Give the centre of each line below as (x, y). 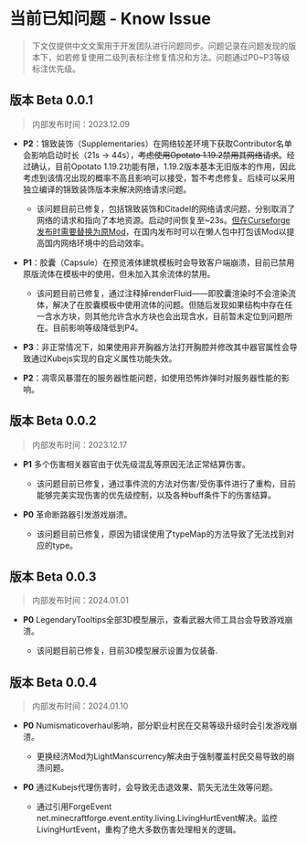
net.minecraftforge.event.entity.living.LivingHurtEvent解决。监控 (157, 818)
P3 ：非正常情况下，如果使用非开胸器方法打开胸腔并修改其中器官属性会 (156, 347)
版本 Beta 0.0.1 (51, 100)
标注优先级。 (56, 69)
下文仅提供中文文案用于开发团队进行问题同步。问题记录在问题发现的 (160, 46)
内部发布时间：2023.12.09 (81, 123)
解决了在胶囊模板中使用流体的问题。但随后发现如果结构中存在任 (173, 304)
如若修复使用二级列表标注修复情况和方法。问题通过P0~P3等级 (173, 57)
